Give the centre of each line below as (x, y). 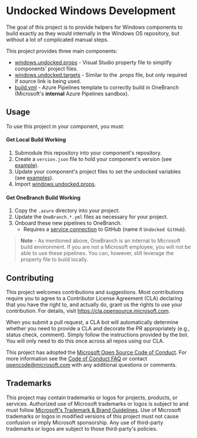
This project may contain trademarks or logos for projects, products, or (92, 397)
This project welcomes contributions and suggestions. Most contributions (95, 292)
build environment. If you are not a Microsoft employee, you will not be (106, 247)
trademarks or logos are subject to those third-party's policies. (82, 429)
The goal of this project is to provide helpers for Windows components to (94, 27)
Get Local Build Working (36, 140)
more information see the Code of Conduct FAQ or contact (77, 358)
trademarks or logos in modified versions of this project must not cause (92, 416)
